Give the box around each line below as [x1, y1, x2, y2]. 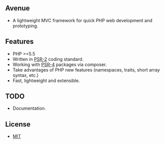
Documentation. [12, 105, 46, 111]
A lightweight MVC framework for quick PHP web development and [12, 17, 152, 23]
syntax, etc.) [12, 72, 39, 78]
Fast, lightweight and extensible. [12, 78, 80, 84]
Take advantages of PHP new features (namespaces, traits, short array [12, 66, 160, 73]
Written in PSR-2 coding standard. [12, 56, 84, 62]
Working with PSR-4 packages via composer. [12, 61, 107, 67]
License [5, 120, 31, 128]
